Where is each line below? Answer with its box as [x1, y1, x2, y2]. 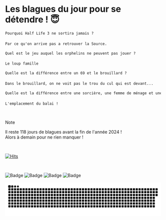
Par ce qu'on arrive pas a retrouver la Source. [5, 41, 107, 46]
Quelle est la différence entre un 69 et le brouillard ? [5, 71, 127, 76]
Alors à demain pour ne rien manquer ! [5, 134, 83, 140]
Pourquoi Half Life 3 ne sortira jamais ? [5, 31, 94, 36]
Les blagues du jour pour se [5, 3, 122, 15]
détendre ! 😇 [5, 14, 60, 25]
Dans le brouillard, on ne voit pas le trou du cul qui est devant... [5, 81, 154, 86]
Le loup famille [5, 61, 39, 66]
